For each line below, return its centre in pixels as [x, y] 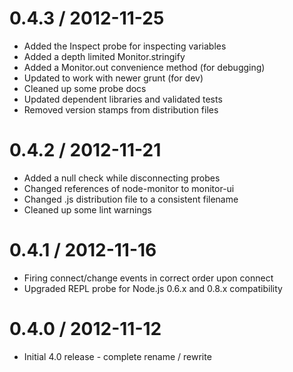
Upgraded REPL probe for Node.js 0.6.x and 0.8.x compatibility [153, 288]
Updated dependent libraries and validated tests [123, 99]
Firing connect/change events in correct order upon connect [148, 278]
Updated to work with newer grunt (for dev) [113, 78]
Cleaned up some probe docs [85, 88]
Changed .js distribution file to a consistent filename [131, 199]
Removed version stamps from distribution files [121, 109]
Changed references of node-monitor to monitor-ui [129, 188]
